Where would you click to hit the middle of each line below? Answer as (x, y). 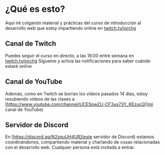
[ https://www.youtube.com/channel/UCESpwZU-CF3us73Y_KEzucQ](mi (79, 104)
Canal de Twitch (31, 44)
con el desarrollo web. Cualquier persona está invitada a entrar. (70, 148)
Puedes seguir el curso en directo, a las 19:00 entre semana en (70, 55)
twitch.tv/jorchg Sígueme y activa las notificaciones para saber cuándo (78, 61)
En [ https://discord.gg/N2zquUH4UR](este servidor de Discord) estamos (80, 137)
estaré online (19, 66)
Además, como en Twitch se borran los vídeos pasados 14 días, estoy (77, 94)
